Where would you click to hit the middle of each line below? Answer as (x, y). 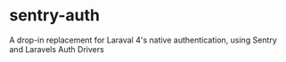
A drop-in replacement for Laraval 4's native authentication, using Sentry (143, 40)
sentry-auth (55, 15)
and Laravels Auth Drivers (57, 49)
